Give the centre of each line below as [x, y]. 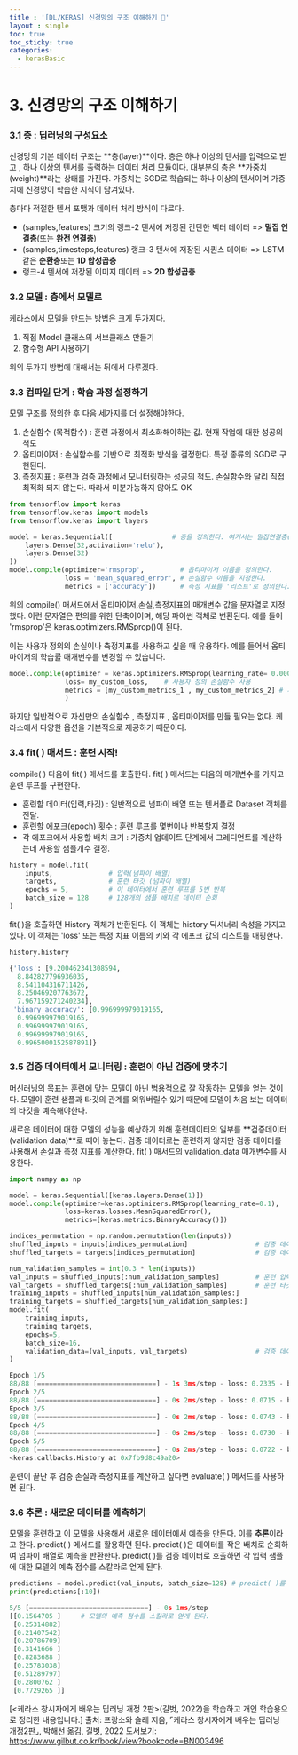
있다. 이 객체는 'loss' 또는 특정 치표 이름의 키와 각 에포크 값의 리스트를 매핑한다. [146, 935]
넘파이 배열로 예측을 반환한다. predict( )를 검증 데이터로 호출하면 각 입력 [143, 1556]
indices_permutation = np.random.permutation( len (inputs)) [121, 1236]
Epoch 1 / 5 [27, 1376]
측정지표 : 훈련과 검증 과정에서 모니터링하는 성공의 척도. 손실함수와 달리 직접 [153, 477]
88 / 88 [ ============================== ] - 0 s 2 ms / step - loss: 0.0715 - [146, 1400]
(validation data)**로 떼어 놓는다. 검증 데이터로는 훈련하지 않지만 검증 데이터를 [145, 1140]
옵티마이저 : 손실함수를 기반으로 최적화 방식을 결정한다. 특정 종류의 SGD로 [149, 455]
